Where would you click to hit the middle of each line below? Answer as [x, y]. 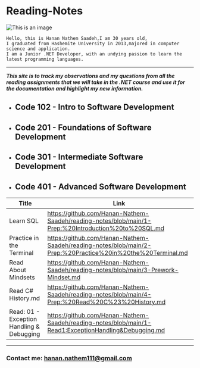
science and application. [38, 49]
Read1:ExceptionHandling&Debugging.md [106, 330]
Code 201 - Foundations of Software [83, 127]
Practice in [24, 238]
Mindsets [22, 277]
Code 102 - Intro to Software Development [94, 107]
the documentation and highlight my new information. [75, 88]
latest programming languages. [45, 59]
